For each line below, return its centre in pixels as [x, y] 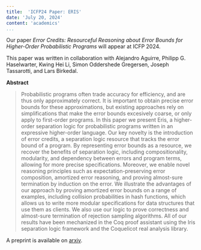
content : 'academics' [33, 23]
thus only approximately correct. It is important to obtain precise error [107, 101]
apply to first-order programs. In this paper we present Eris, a [97, 120]
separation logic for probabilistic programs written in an [104, 127]
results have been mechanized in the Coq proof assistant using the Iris [108, 222]
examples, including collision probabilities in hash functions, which [103, 197]
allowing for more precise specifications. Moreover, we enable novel [105, 165]
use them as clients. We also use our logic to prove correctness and [105, 210]
